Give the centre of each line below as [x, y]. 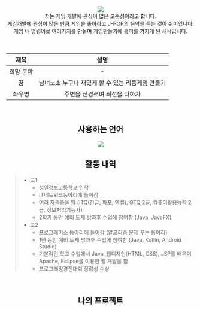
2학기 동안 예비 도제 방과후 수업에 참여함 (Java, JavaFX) [105, 217]
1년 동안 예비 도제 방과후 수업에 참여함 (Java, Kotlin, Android [110, 239]
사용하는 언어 [101, 130]
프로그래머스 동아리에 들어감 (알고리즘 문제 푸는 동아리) [103, 232]
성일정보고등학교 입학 [64, 187]
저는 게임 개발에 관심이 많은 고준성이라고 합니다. [101, 16]
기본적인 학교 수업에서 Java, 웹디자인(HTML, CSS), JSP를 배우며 [115, 253]
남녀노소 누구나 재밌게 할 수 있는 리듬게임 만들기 [102, 83]
